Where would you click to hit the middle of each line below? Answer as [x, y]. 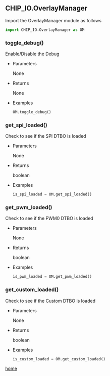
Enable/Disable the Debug [32, 54]
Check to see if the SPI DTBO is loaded [46, 136]
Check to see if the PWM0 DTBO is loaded [49, 218]
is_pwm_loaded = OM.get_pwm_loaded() [52, 277]
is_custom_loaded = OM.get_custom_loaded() [59, 359]
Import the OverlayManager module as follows [53, 20]
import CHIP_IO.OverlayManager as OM [45, 30]
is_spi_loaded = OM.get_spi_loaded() [52, 194]
